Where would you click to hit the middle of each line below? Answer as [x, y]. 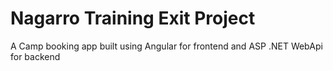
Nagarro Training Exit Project [133, 18]
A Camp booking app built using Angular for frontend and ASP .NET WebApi [166, 46]
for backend [35, 56]
